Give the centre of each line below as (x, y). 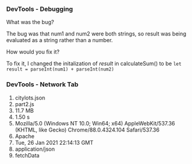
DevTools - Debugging (40, 9)
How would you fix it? (33, 52)
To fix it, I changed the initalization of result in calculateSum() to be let (94, 64)
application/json (35, 149)
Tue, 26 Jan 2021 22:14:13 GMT (54, 142)
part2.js (24, 104)
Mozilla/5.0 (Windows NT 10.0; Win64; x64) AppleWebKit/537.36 (95, 123)
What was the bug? (30, 22)
